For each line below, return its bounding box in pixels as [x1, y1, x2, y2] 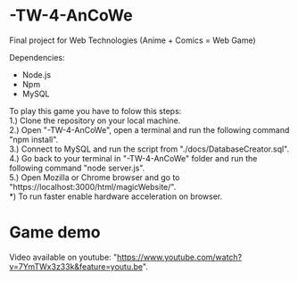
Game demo [9, 222, 101, 243]
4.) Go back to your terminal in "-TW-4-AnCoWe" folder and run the [9, 153, 258, 163]
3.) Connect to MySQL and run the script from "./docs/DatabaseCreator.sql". [9, 144, 290, 154]
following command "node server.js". [9, 162, 145, 173]
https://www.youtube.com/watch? [117, 252, 243, 262]
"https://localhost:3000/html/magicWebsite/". [9, 181, 177, 192]
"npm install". [9, 134, 59, 145]
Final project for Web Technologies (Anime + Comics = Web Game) [9, 35, 256, 45]
